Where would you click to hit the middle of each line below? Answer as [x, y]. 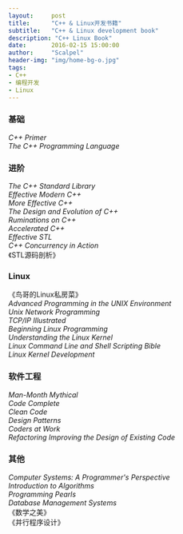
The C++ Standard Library [52, 185]
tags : [17, 68]
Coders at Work [34, 428]
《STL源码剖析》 [34, 255]
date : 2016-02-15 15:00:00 [64, 46]
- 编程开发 [24, 82]
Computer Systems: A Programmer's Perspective [89, 477]
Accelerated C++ [37, 228]
